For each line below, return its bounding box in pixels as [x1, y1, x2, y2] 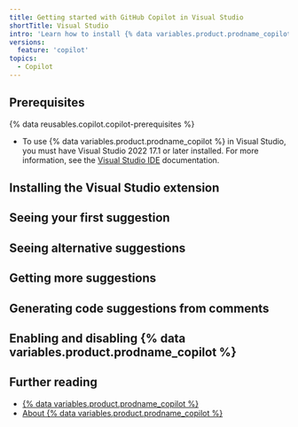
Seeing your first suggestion [9, 210, 170, 226]
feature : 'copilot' [17, 46, 90, 55]
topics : [9, 54, 38, 63]
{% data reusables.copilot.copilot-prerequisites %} [9, 119, 195, 129]
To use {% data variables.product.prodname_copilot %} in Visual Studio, [21, 136, 286, 146]
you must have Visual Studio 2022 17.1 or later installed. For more [21, 145, 259, 156]
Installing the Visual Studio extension [9, 181, 220, 196]
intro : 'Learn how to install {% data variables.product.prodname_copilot [9, 29, 292, 38]
